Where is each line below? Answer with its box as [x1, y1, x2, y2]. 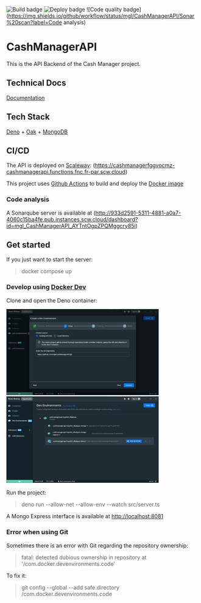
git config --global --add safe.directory [21, 583, 120, 591]
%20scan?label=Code [6, 19, 62, 26]
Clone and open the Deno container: [6, 296, 97, 304]
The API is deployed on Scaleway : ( [6, 162, 96, 169]
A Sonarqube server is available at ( [6, 209, 96, 216]
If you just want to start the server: [6, 256, 93, 263]
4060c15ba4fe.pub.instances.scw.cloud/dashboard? [6, 215, 138, 223]
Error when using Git [6, 528, 69, 537]
